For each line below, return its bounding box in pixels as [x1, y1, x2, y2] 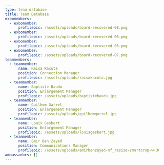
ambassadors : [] [5, 152, 38, 157]
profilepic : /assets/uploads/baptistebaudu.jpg [18, 93, 117, 98]
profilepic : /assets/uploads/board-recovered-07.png [18, 52, 128, 58]
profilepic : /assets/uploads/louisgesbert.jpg [18, 130, 115, 135]
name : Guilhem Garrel [18, 103, 62, 107]
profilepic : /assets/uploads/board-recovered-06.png [18, 35, 128, 40]
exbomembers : [5, 16, 32, 21]
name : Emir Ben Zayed [18, 139, 62, 144]
